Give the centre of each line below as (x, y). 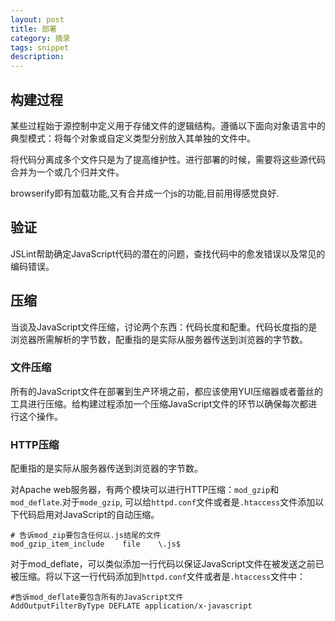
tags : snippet (40, 47)
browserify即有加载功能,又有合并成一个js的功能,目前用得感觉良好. (145, 193)
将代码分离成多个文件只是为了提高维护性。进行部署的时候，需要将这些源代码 (168, 159)
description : (37, 57)
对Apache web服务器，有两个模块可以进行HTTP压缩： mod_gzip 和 (145, 490)
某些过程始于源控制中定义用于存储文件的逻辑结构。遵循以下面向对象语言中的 (168, 125)
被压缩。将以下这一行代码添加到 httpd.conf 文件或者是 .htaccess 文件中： (158, 577)
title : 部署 (33, 29)
